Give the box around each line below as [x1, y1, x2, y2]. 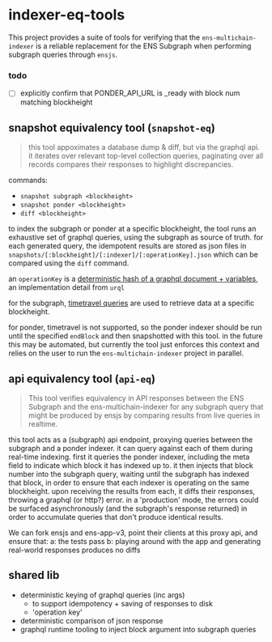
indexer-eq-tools [8, 6, 125, 24]
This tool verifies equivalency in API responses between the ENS [28, 393, 244, 402]
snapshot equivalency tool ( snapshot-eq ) [8, 121, 216, 134]
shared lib [8, 568, 60, 582]
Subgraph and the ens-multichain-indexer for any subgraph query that [28, 402, 264, 411]
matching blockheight [19, 97, 93, 107]
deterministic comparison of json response [19, 615, 164, 625]
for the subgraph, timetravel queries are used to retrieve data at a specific [8, 298, 255, 308]
